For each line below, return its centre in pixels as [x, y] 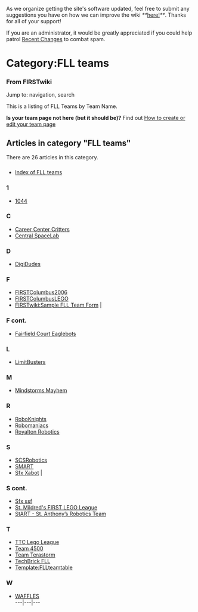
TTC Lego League [37, 542]
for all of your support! [34, 21]
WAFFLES [27, 596]
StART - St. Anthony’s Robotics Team [60, 514]
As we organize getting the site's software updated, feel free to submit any [98, 9]
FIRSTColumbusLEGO [41, 299]
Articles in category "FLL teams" [69, 143]
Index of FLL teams [38, 172]
